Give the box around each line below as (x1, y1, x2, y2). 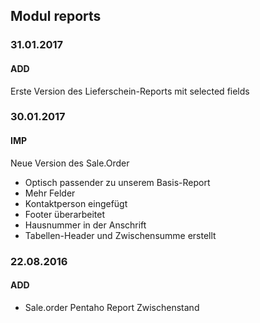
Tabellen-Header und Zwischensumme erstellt (24, 229, 217, 241)
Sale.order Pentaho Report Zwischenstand (24, 301, 200, 313)
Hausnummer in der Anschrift (24, 219, 147, 231)
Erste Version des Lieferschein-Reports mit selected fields (10, 85, 250, 97)
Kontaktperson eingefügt (24, 197, 128, 209)
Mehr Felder (24, 187, 76, 199)
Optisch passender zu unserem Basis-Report (24, 176, 211, 188)
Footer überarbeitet (24, 208, 106, 220)
